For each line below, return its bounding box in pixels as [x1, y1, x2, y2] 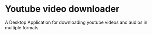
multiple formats [5, 24, 39, 30]
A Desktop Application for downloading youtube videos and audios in [5, 19, 148, 25]
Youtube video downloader [5, 3, 120, 15]
